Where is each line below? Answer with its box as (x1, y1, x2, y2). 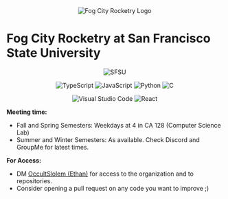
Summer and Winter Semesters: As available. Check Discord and (16, 135, 200, 143)
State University (6, 45, 101, 61)
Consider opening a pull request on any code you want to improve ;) (16, 184, 209, 192)
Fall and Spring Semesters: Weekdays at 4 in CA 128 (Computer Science (16, 121, 221, 129)
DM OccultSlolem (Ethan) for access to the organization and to (16, 169, 194, 178)
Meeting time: (6, 108, 47, 116)
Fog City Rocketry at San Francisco (6, 31, 211, 47)
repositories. (16, 176, 52, 185)
